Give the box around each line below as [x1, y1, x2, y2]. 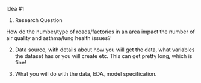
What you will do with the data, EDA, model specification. [14, 70, 157, 77]
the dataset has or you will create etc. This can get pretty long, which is [14, 53, 193, 59]
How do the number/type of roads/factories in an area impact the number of [6, 28, 196, 35]
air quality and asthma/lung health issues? [6, 35, 111, 41]
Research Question [14, 17, 63, 23]
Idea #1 [6, 5, 24, 12]
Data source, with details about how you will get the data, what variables [14, 46, 195, 53]
